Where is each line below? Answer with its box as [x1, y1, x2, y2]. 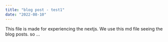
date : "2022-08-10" [5, 12, 47, 17]
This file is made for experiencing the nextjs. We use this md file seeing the [5, 25, 163, 31]
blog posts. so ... [5, 31, 40, 37]
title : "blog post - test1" [5, 7, 65, 12]
